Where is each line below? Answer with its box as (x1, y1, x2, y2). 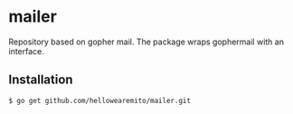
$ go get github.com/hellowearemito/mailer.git (8, 96, 192, 105)
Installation (8, 72, 73, 88)
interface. (8, 45, 44, 56)
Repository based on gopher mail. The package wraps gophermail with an (8, 36, 284, 47)
